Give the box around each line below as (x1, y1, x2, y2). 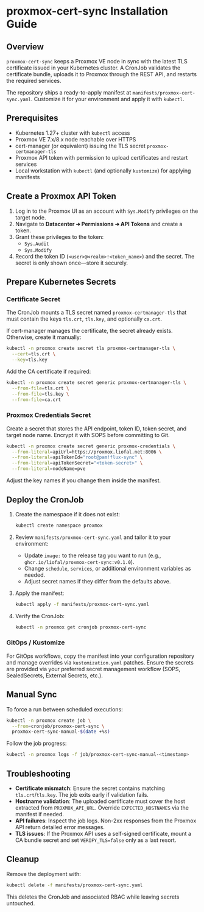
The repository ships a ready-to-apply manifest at (6, 89, 132, 96)
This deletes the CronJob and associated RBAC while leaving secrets (6, 893, 180, 900)
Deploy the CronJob (6, 494, 84, 505)
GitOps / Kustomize (6, 638, 65, 647)
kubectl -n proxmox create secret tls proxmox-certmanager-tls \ (6, 346, 175, 352)
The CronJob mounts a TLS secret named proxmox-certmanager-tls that (6, 309, 187, 316)
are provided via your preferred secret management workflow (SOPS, (6, 665, 181, 672)
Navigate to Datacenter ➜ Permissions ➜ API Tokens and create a (15, 220, 183, 227)
